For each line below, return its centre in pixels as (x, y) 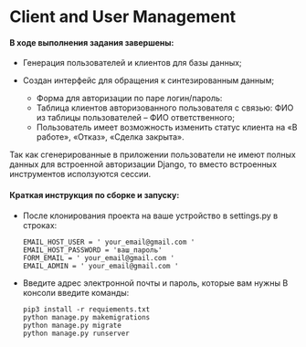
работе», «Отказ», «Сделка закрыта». (110, 137)
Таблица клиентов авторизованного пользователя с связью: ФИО (165, 108)
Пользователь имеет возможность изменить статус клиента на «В (167, 127)
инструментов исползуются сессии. (80, 174)
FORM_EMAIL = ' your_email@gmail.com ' (99, 258)
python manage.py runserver (76, 333)
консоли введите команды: (76, 292)
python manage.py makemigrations (86, 317)
